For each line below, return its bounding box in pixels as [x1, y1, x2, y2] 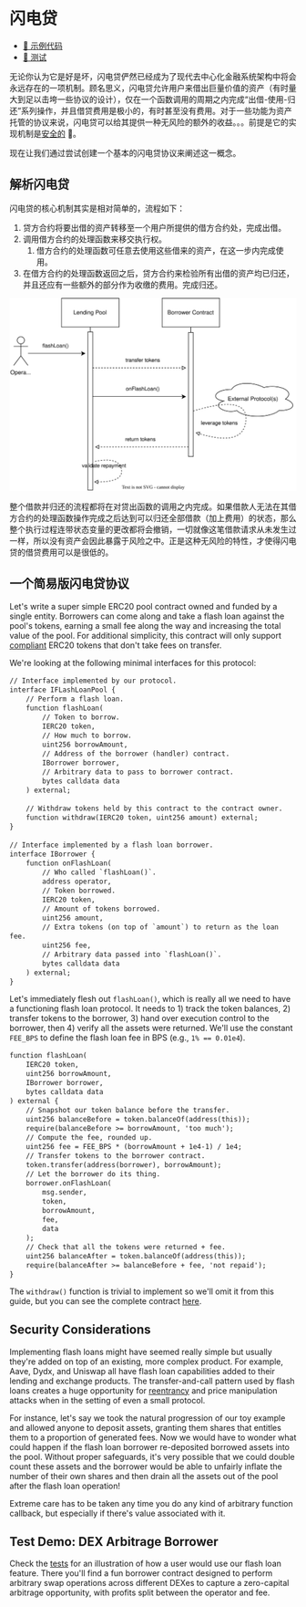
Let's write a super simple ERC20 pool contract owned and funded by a [9, 600, 278, 611]
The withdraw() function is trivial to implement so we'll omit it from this [9, 1286, 275, 1297]
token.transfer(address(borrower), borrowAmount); [25, 1160, 222, 1169]
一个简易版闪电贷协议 [9, 576, 129, 591]
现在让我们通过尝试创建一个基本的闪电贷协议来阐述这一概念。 [9, 147, 241, 158]
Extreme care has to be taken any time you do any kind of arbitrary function [9, 1497, 293, 1508]
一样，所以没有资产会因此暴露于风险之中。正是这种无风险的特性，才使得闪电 [9, 535, 297, 546]
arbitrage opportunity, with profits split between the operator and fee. [9, 1587, 270, 1598]
